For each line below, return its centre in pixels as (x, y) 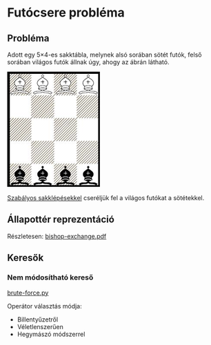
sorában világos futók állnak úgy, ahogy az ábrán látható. (88, 62)
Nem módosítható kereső (50, 277)
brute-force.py (28, 293)
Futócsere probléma (66, 13)
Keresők (26, 258)
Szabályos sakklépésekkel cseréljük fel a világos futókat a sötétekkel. (106, 198)
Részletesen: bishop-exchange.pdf (57, 236)
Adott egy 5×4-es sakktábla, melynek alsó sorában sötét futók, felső (104, 55)
